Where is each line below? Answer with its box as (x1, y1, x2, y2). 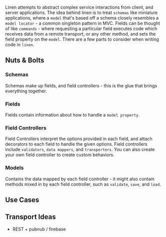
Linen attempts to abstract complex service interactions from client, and (5, 5, 153, 10)
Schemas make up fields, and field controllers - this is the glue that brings (5, 82, 157, 88)
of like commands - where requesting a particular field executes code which (5, 26, 157, 32)
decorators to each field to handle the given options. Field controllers (5, 141, 147, 147)
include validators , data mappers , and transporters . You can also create (5, 147, 155, 153)
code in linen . (5, 42, 34, 47)
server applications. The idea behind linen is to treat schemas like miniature (5, 10, 158, 16)
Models (5, 164, 24, 171)
